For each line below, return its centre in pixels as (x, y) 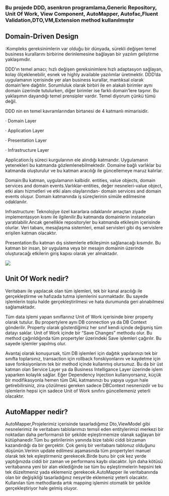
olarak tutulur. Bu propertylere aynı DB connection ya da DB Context (76, 322)
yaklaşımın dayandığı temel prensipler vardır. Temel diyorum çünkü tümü (80, 96)
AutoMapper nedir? (37, 412)
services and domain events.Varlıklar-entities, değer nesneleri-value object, (84, 185)
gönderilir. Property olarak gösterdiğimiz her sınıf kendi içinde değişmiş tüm (84, 327)
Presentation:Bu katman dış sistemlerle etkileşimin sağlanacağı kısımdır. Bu (83, 242)
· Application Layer (25, 131)
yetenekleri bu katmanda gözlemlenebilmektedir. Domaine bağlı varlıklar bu (83, 165)
